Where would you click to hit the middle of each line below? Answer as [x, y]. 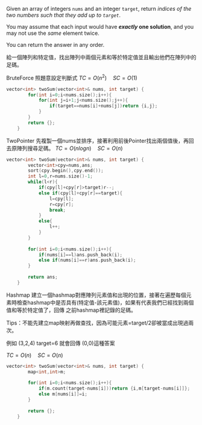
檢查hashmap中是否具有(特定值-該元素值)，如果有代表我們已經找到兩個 [105, 302]
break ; [58, 210]
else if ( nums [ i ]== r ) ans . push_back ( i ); [87, 260]
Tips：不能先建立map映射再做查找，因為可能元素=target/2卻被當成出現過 [97, 323]
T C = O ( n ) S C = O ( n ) [35, 355]
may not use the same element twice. [53, 33]
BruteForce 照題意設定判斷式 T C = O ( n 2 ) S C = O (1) [72, 77]
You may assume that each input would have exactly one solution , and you [100, 27]
